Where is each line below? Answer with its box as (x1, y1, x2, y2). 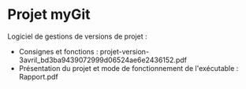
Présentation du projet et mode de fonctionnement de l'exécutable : (18, 63, 239, 72)
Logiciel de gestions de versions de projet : (7, 32, 147, 41)
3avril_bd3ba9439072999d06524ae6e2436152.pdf (18, 55, 187, 65)
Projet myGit (7, 6, 91, 24)
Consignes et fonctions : (18, 46, 99, 56)
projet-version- (99, 46, 150, 56)
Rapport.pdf (18, 72, 58, 81)
